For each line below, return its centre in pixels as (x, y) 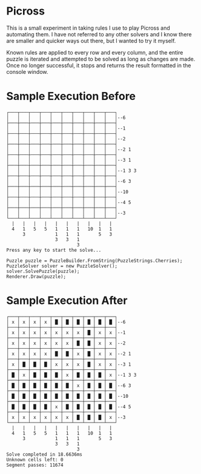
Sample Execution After (67, 301)
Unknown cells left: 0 (35, 459)
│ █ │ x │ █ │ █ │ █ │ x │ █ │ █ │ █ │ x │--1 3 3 (71, 375)
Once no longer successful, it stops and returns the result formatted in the (99, 65)
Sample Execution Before (71, 97)
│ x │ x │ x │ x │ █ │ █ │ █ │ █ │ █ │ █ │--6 (66, 322)
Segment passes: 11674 (35, 465)
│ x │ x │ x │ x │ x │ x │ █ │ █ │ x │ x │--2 (66, 343)
